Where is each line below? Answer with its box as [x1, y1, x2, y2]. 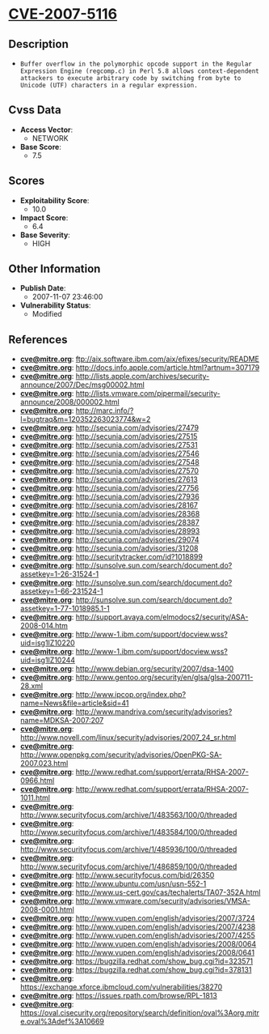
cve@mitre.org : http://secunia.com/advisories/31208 [19, 543, 199, 553]
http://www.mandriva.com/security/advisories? [75, 707, 233, 717]
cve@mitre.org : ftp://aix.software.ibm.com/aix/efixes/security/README [19, 354, 260, 364]
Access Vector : [19, 125, 74, 134]
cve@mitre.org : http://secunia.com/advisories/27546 [19, 449, 200, 458]
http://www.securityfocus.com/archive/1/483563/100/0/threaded [19, 811, 237, 820]
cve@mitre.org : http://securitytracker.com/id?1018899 [19, 552, 204, 562]
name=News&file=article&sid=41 [19, 698, 129, 708]
